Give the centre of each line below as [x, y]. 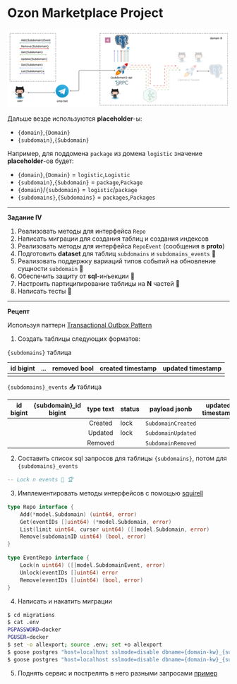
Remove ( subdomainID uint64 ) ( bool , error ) [83, 537]
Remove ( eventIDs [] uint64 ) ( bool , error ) [81, 580]
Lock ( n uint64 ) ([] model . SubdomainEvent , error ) [93, 565]
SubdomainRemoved [171, 443]
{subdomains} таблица [39, 353]
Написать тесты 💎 [44, 292]
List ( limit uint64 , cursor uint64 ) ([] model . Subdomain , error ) [115, 529]
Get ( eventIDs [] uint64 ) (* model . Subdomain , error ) [96, 522]
